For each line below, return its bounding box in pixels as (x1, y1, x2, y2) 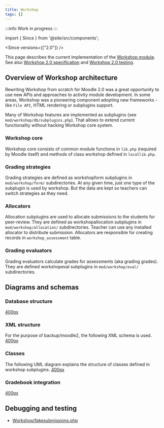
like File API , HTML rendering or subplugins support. (5, 102, 114, 108)
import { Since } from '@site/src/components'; (5, 35, 99, 41)
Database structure (5, 298, 53, 305)
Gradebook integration (5, 379, 61, 386)
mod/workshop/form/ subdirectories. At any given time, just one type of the (5, 179, 155, 185)
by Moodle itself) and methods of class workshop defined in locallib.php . (5, 151, 156, 157)
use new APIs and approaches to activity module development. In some (5, 92, 151, 98)
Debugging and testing (5, 404, 77, 413)
